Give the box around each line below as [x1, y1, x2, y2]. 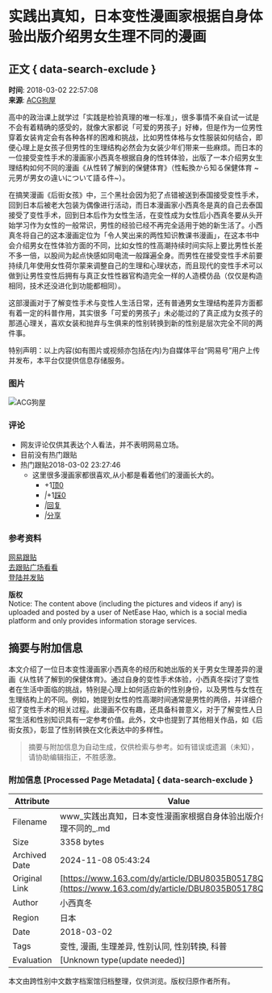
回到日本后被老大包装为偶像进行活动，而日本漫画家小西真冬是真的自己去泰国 [8, 200, 263, 210]
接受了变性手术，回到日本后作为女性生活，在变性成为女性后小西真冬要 [8, 211, 242, 220]
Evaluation [12, 954, 52, 966]
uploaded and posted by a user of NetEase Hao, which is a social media [8, 607, 248, 617]
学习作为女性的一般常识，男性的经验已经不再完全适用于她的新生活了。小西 [15, 220, 263, 230]
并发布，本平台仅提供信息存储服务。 [8, 356, 129, 365]
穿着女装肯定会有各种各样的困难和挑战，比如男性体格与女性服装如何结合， [8, 132, 256, 142]
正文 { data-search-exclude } [8, 62, 157, 76]
